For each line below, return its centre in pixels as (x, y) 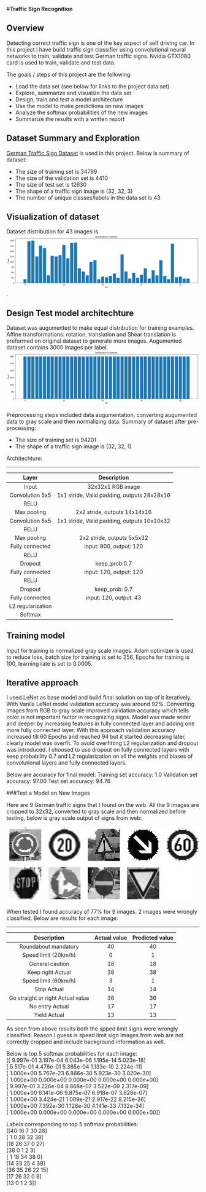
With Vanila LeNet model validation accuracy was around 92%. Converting (101, 704)
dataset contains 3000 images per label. (57, 347)
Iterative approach (42, 683)
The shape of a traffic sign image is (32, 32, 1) (73, 446)
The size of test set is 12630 (51, 184)
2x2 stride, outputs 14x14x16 (114, 512)
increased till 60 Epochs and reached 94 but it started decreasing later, (96, 737)
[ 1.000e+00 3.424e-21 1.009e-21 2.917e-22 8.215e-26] (76, 1099)
